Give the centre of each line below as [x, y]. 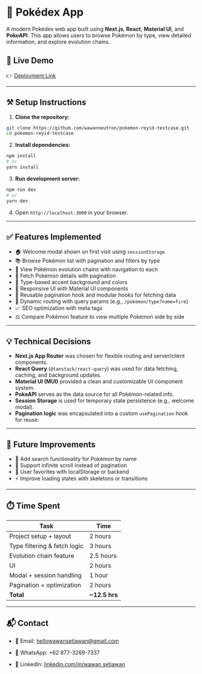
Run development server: [47, 178]
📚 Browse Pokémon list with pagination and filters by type [87, 261]
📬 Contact [27, 623]
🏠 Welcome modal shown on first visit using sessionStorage [90, 252]
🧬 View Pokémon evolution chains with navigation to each [86, 270]
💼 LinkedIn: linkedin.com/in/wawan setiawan [70, 664]
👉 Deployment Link [31, 75]
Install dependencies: [43, 145]
